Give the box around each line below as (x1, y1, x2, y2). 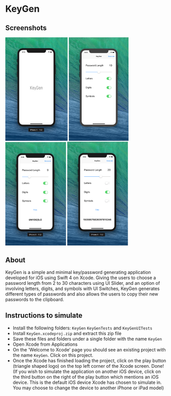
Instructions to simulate (5, 311, 83, 320)
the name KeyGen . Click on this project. (12, 352, 93, 358)
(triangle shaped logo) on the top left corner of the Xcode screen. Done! (12, 363, 164, 369)
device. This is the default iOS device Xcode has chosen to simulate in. (12, 379, 162, 385)
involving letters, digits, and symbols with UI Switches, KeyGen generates (5, 285, 160, 291)
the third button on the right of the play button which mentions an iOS (12, 373, 159, 380)
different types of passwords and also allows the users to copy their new (5, 290, 158, 297)
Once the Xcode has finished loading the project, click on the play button (12, 357, 166, 364)
